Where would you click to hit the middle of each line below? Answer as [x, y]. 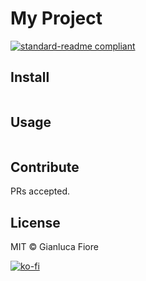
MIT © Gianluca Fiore [54, 247]
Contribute [45, 167]
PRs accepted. [40, 191]
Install [30, 77]
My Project [56, 18]
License [35, 222]
